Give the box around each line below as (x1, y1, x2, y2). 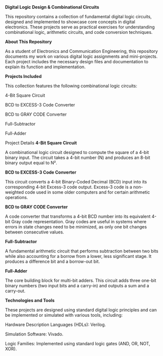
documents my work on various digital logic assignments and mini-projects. (5, 53, 158, 59)
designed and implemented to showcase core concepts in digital (5, 19, 136, 25)
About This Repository (5, 39, 52, 45)
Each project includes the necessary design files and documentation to (5, 59, 148, 64)
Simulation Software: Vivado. (5, 331, 64, 337)
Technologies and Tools (5, 298, 55, 303)
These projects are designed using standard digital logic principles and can (5, 307, 157, 313)
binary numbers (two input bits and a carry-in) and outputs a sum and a (5, 283, 149, 288)
